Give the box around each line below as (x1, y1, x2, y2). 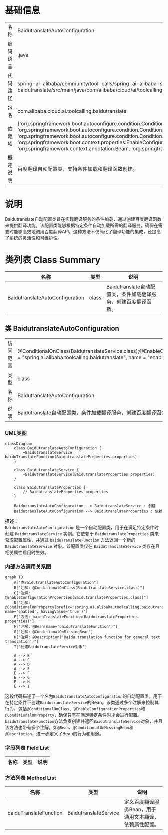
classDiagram (5, 441, 32, 446)
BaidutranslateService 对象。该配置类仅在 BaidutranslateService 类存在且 (5, 543, 160, 549)
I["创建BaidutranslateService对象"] (14, 644, 87, 650)
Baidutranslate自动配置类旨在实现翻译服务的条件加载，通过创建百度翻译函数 (5, 216, 162, 222)
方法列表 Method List (5, 774, 56, 781)
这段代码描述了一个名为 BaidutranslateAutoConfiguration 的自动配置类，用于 (5, 693, 162, 699)
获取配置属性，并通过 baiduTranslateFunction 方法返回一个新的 (5, 537, 136, 543)
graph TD (5, 575, 23, 580)
